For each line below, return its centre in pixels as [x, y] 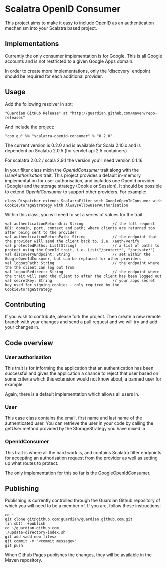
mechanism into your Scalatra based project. [51, 28]
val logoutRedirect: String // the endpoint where [82, 272]
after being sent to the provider [41, 232]
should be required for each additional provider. [54, 76]
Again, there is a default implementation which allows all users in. [72, 394]
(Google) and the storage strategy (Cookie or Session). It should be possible [83, 186]
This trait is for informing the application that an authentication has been [79, 368]
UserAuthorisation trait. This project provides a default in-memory [73, 175]
